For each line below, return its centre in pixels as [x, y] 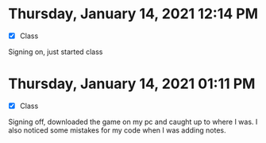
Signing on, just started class [56, 52]
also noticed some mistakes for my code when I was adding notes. [117, 130]
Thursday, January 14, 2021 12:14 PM [133, 14]
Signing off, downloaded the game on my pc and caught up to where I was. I [133, 122]
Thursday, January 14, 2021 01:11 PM [132, 84]
